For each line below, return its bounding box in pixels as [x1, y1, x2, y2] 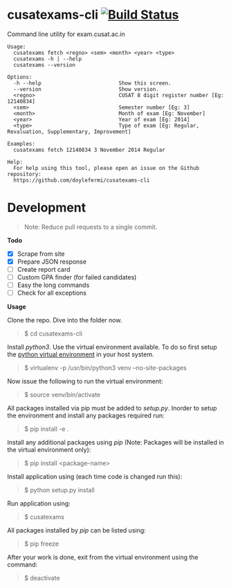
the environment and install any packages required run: [7, 411, 165, 420]
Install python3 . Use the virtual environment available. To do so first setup [7, 343, 217, 352]
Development [7, 200, 86, 216]
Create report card [17, 266, 71, 273]
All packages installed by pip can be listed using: [7, 526, 147, 535]
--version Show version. [13, 85, 159, 93]
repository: [7, 171, 41, 178]
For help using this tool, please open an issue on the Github [13, 164, 199, 171]
